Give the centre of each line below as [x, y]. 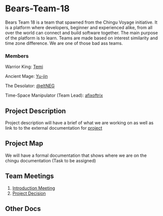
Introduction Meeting [34, 188]
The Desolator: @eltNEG [30, 86]
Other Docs [23, 209]
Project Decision [29, 193]
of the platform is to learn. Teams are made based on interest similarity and [81, 38]
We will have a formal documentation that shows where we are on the [76, 155]
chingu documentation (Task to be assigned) [51, 160]
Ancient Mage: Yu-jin [26, 76]
